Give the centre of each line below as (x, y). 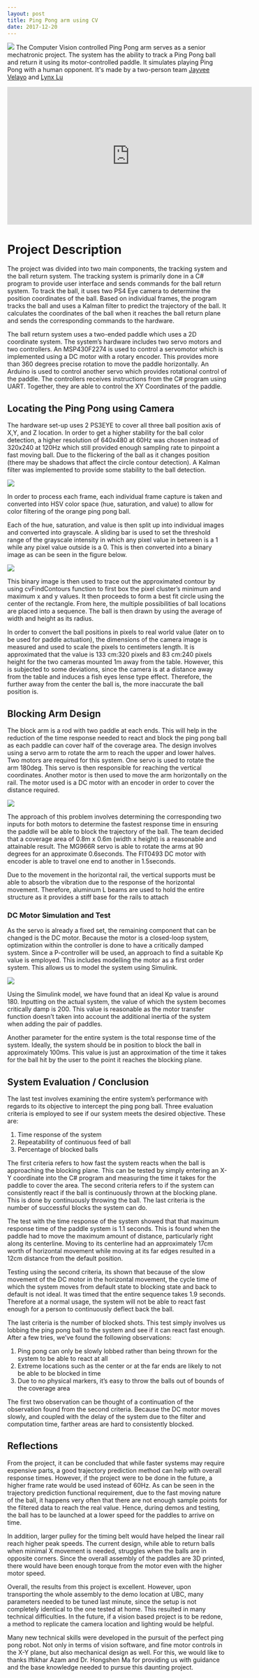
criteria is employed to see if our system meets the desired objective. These (116, 1114)
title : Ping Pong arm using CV (53, 20)
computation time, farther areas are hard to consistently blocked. (101, 1424)
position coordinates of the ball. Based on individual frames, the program (112, 299)
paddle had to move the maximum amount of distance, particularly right (110, 1236)
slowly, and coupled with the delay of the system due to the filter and (106, 1417)
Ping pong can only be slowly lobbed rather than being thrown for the (117, 1351)
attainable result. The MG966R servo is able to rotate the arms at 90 (105, 846)
